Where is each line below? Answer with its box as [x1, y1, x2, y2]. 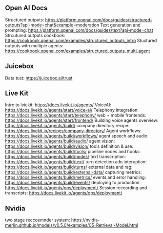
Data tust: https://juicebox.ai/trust [5, 75, 73, 81]
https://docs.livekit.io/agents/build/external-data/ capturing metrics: [5, 169, 142, 175]
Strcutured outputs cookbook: [5, 32, 65, 38]
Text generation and [100, 22, 141, 28]
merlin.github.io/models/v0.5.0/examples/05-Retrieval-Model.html [5, 222, 138, 228]
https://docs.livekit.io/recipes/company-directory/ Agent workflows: [5, 128, 142, 134]
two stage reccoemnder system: [5, 217, 70, 223]
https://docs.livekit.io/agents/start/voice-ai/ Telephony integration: [5, 107, 139, 113]
